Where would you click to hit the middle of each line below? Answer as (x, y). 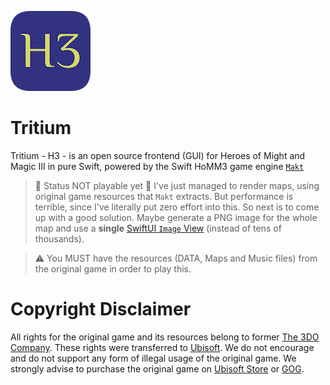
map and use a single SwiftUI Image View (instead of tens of (158, 228)
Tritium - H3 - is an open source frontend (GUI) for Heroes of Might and (158, 155)
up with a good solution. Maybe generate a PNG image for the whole (176, 217)
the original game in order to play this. (113, 268)
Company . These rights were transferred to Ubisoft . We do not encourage (162, 347)
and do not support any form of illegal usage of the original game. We (153, 358)
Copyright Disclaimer (101, 309)
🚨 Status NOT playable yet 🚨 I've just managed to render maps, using (177, 185)
